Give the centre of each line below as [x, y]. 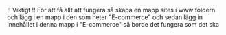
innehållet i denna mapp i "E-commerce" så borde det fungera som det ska [113, 24]
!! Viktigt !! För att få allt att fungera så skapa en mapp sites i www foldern [111, 10]
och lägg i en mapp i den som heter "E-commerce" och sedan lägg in [105, 17]
